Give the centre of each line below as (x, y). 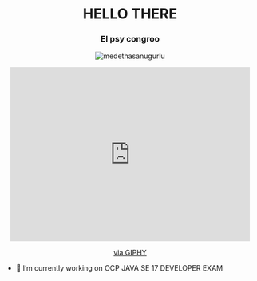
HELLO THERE (130, 14)
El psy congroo (130, 39)
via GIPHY (130, 253)
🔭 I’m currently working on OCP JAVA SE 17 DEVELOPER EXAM (119, 268)
